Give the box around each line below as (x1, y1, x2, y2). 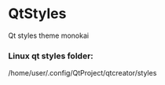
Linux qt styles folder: (8, 50, 94, 61)
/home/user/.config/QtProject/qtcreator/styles (8, 68, 157, 78)
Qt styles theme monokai (8, 31, 89, 40)
